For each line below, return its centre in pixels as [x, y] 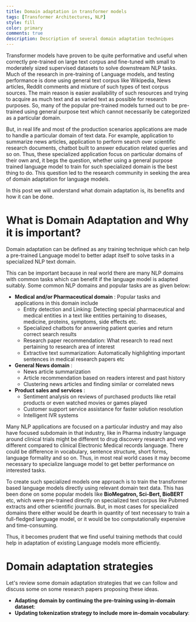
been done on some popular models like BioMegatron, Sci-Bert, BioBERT [95, 494]
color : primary [25, 28]
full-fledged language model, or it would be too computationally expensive [96, 519]
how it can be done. [30, 197]
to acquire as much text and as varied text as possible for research [87, 99]
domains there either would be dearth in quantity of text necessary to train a [98, 513]
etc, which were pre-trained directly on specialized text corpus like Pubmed [97, 500]
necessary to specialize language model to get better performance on [90, 464]
